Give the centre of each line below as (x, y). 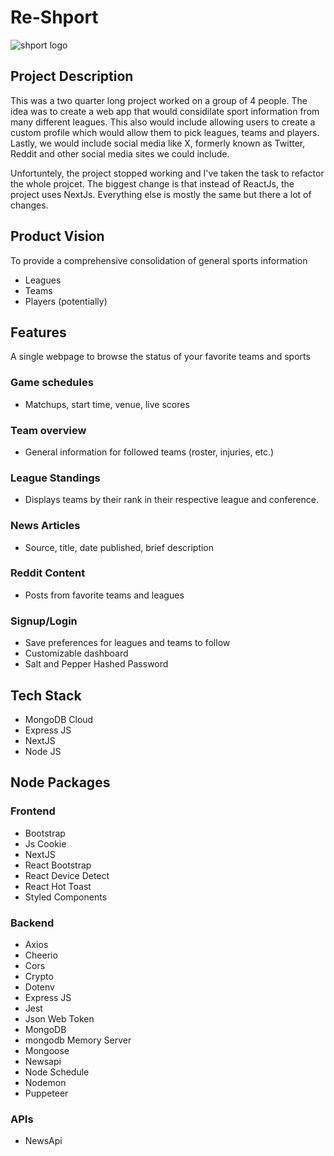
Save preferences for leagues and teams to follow (127, 643)
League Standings (55, 478)
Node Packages (60, 782)
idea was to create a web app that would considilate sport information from (165, 111)
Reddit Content (48, 573)
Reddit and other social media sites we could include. (120, 153)
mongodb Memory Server (78, 1040)
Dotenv (39, 987)
